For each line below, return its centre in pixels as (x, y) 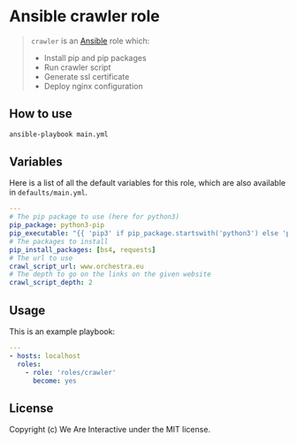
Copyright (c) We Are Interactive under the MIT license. (110, 430)
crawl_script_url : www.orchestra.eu (76, 266)
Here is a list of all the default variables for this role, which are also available (147, 183)
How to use (41, 114)
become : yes (54, 381)
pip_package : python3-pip (57, 225)
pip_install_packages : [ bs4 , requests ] (83, 249)
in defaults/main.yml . (49, 193)
